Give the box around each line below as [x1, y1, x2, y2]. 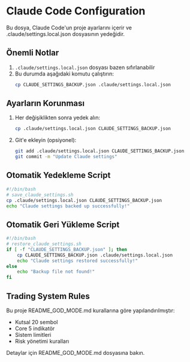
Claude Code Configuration [6, 4, 146, 18]
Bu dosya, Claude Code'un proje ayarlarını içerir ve [6, 24, 132, 31]
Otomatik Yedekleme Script [6, 170, 111, 180]
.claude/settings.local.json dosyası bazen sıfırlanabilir [14, 64, 155, 71]
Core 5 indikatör [14, 325, 55, 332]
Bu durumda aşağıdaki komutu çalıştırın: [14, 70, 114, 77]
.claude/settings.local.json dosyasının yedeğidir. [6, 30, 125, 37]
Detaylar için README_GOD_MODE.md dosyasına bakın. [6, 349, 145, 356]
